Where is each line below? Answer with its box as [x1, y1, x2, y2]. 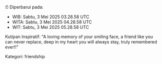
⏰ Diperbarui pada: [5, 4, 44, 10]
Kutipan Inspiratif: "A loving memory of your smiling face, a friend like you [5, 34, 153, 40]
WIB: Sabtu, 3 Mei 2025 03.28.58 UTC [12, 14, 89, 20]
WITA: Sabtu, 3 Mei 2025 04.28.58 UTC [12, 19, 92, 25]
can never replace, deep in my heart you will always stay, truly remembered [5, 39, 157, 44]
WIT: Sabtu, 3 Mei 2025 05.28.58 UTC [12, 24, 89, 30]
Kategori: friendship [5, 54, 45, 59]
